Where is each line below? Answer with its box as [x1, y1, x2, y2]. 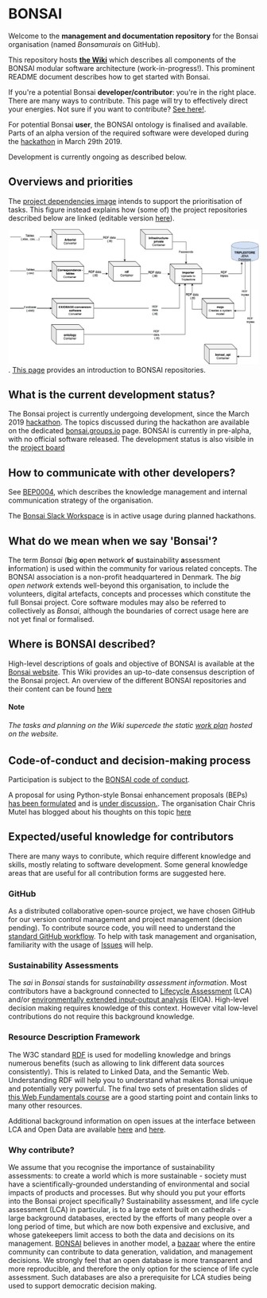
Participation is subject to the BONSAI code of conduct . [8, 775, 191, 784]
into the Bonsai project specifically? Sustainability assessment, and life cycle [8, 1196, 259, 1206]
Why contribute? [8, 1144, 75, 1155]
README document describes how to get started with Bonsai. [8, 72, 211, 81]
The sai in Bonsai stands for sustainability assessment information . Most [8, 978, 247, 987]
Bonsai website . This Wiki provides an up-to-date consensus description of [8, 667, 255, 677]
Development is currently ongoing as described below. [8, 152, 188, 162]
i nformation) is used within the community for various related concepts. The [8, 564, 257, 573]
